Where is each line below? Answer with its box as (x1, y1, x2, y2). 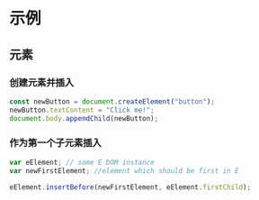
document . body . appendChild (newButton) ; (9, 114, 159, 123)
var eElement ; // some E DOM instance (9, 158, 155, 167)
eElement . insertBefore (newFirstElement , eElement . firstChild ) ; (9, 182, 252, 192)
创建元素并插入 (9, 76, 75, 88)
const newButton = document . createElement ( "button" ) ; (9, 96, 216, 106)
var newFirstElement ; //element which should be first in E (9, 166, 240, 176)
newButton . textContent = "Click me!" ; (9, 105, 155, 114)
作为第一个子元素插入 (9, 137, 102, 150)
